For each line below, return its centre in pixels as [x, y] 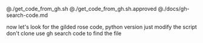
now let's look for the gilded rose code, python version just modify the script [101, 27]
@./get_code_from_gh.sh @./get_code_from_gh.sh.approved [82, 9]
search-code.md [27, 15]
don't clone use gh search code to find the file [64, 33]
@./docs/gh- [174, 9]
